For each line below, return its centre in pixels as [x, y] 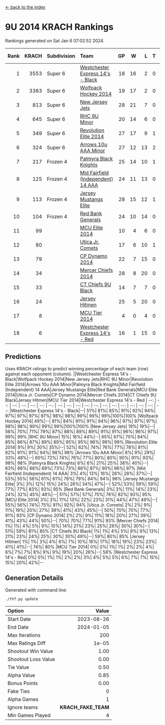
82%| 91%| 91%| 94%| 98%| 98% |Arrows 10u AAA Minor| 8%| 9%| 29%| [80, 452]
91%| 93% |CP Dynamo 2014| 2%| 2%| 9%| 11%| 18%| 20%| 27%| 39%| [78, 515]
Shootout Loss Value [31, 659]
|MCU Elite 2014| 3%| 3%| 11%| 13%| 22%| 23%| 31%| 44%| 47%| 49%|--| [81, 500]
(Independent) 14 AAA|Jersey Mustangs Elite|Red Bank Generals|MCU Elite [81, 390]
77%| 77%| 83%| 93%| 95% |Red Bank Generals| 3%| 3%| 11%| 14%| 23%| [82, 489]
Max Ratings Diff [27, 643]
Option [16, 611]
